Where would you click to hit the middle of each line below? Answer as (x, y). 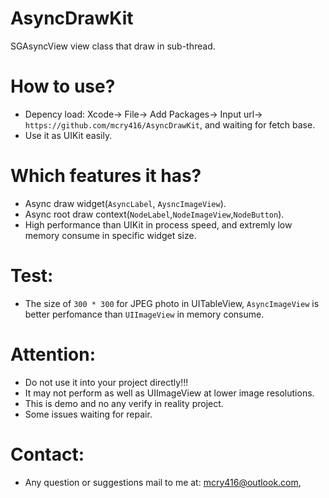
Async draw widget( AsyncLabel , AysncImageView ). (125, 203)
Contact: (47, 454)
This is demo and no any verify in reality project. (124, 403)
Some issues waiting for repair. (88, 414)
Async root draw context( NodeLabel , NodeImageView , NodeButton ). (154, 214)
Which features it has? (106, 176)
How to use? (63, 86)
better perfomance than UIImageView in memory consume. (144, 314)
